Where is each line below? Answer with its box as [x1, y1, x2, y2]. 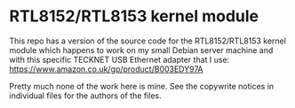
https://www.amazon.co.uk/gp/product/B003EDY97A [9, 64, 203, 74]
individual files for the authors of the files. [9, 90, 162, 101]
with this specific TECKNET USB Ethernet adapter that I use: [9, 54, 230, 65]
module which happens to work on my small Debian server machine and [9, 44, 274, 55]
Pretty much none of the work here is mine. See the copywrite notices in [9, 81, 275, 91]
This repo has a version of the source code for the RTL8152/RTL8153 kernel [9, 35, 287, 46]
